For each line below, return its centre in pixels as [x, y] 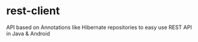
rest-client [33, 11]
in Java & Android [28, 33]
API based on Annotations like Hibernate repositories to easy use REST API [99, 27]
